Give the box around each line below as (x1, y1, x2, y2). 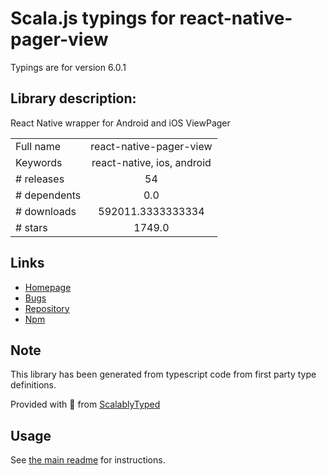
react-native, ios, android (91, 155, 212, 169)
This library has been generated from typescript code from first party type (10, 368, 317, 381)
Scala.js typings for (10, 7, 176, 30)
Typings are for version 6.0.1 (10, 61, 127, 73)
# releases (15, 172, 65, 186)
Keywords (15, 155, 63, 169)
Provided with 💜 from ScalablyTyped (10, 398, 161, 411)
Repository (24, 302, 70, 314)
